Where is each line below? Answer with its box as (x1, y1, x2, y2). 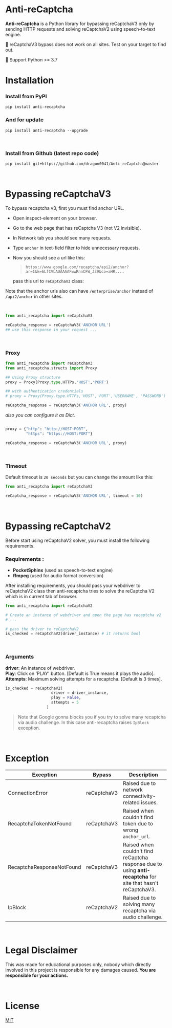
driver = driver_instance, (51, 690, 109, 695)
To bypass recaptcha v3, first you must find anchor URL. (5, 205, 124, 211)
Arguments (5, 653, 34, 661)
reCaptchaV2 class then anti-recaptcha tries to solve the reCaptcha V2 (5, 587, 155, 594)
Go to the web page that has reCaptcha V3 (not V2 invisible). (12, 225, 141, 231)
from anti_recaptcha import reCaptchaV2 (5, 603, 93, 608)
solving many (122, 901, 155, 908)
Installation (5, 75, 54, 86)
